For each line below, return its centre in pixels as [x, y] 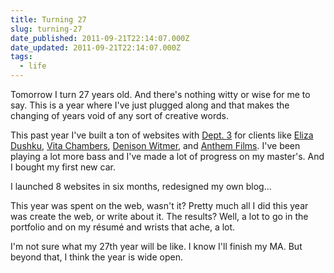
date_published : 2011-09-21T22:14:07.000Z [100, 38]
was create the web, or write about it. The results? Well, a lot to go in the [159, 216]
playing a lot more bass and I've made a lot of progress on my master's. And [167, 156]
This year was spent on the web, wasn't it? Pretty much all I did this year [159, 205]
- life [33, 66]
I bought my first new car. [63, 167]
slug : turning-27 [46, 29]
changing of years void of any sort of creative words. [119, 115]
